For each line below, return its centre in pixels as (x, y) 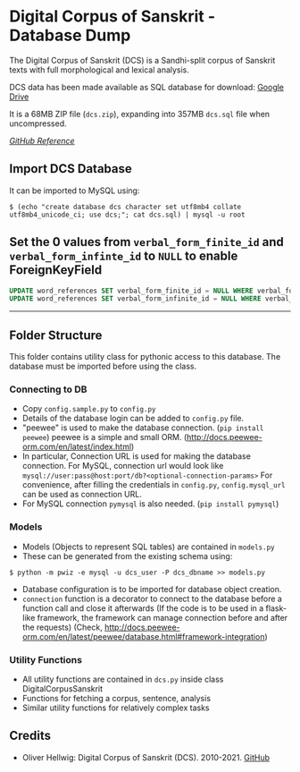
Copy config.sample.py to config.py (89, 409)
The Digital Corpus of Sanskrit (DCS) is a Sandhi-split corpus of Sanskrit (142, 60)
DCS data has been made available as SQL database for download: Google (146, 87)
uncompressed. (38, 123)
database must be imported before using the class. (103, 366)
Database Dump (70, 35)
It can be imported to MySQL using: (75, 191)
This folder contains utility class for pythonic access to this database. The (145, 357)
